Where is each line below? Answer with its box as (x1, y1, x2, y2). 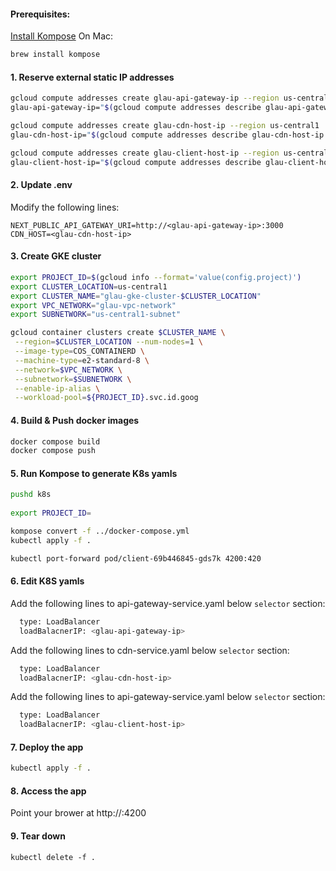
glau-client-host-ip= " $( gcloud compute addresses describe (10, 157, 262, 167)
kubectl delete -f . (10, 852, 97, 862)
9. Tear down (10, 830, 66, 842)
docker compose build (10, 436, 101, 447)
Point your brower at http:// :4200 (10, 807, 147, 819)
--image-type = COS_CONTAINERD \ (14, 346, 145, 357)
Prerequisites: (10, 8, 71, 20)
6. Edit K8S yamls (10, 575, 85, 587)
